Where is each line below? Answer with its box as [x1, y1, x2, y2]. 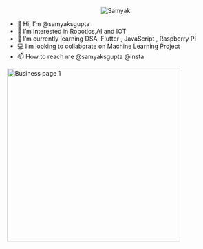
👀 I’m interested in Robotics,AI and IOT [17, 28, 127, 35]
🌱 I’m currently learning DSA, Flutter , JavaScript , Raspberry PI [17, 34, 196, 43]
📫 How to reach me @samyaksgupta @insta [17, 52, 145, 61]
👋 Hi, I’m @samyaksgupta [17, 20, 90, 28]
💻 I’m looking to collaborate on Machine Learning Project [17, 42, 180, 50]
